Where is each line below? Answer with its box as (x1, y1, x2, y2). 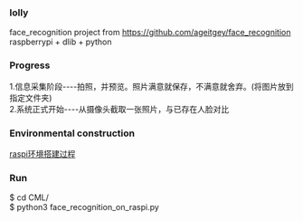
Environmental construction (9, 127, 136, 139)
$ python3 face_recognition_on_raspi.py (9, 202, 160, 213)
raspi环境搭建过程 (9, 148, 76, 159)
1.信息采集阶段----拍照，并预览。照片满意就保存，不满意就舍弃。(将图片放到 (9, 81, 294, 91)
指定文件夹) (9, 92, 52, 103)
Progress (9, 59, 51, 72)
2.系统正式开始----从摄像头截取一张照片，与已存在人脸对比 (9, 103, 230, 114)
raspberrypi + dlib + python (9, 36, 112, 47)
